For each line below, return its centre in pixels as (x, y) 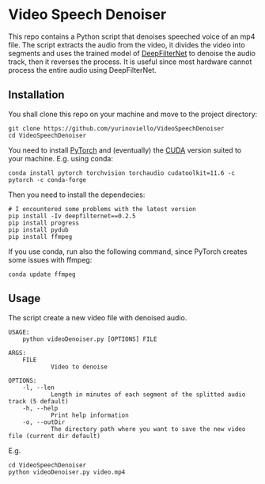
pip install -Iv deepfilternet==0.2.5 (72, 216)
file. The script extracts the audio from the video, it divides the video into (127, 44)
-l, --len (39, 388)
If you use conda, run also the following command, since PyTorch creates (128, 251)
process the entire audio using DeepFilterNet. (82, 70)
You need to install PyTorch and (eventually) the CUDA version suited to (125, 150)
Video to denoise (79, 367)
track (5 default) (38, 401)
